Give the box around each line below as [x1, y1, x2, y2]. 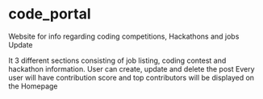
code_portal [8, 5, 91, 23]
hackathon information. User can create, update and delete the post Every [8, 64, 256, 73]
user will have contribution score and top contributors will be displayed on [8, 72, 255, 82]
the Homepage [8, 81, 58, 91]
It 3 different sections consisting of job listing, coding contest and [8, 56, 227, 65]
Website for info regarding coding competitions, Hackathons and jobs [8, 31, 240, 41]
